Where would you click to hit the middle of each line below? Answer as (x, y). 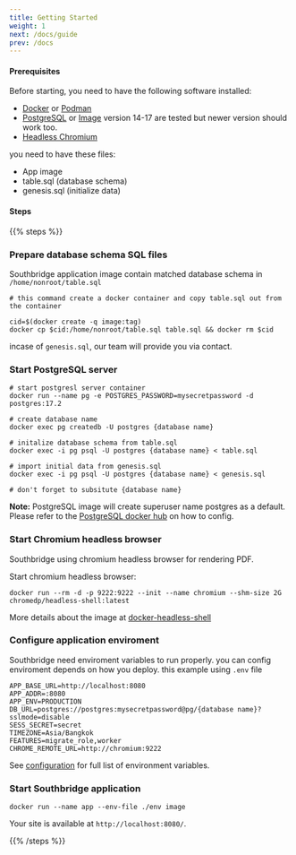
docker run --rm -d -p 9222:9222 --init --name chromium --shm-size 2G (145, 592)
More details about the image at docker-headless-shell (110, 617)
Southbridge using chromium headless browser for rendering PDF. (132, 559)
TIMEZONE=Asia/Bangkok (51, 733)
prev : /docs (31, 43)
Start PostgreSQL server (63, 369)
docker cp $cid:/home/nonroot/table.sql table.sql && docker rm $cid (142, 329)
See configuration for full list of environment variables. (110, 765)
